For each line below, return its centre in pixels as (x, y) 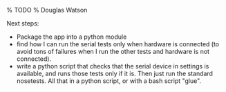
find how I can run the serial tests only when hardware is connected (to (118, 44)
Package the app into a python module (72, 37)
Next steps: (23, 23)
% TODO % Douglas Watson (47, 10)
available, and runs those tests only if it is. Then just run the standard (115, 73)
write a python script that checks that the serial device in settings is (113, 66)
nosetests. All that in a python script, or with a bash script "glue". (109, 81)
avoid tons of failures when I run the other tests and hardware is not (113, 52)
